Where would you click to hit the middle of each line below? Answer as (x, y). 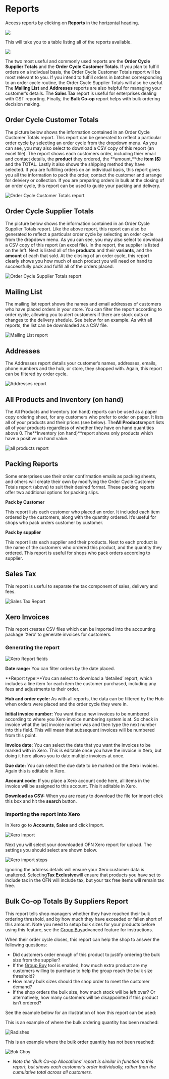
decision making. (23, 104)
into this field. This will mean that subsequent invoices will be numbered (80, 730)
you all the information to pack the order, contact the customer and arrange (84, 175)
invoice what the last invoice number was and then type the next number (81, 725)
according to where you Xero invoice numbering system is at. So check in (82, 719)
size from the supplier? (36, 960)
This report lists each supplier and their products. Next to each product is (81, 542)
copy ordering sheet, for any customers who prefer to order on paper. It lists (84, 417)
